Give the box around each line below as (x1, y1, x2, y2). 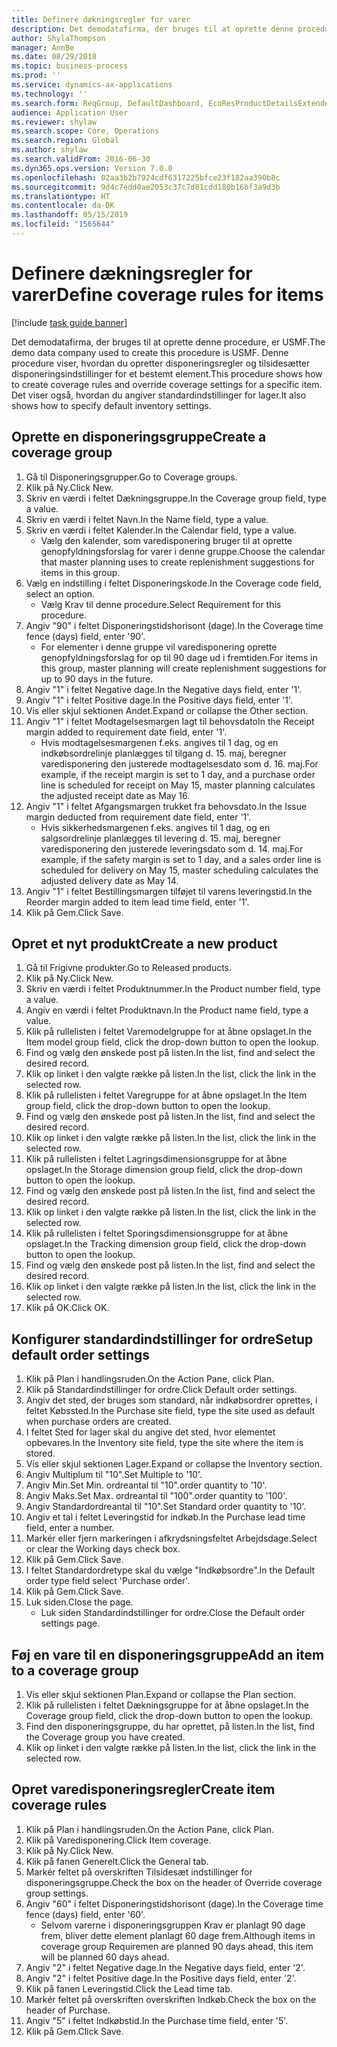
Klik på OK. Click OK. (25, 1302, 110, 1314)
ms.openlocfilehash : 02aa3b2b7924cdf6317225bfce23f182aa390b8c (11, 172, 281, 183)
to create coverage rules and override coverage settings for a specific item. (11, 378, 323, 390)
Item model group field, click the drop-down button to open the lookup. (25, 1036, 319, 1048)
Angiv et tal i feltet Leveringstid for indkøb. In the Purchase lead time (25, 1511, 306, 1523)
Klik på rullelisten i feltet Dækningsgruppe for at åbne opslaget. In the (25, 1699, 310, 1711)
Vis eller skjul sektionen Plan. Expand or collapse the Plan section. (25, 1689, 297, 1701)
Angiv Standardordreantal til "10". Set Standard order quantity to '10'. (25, 1501, 307, 1513)
